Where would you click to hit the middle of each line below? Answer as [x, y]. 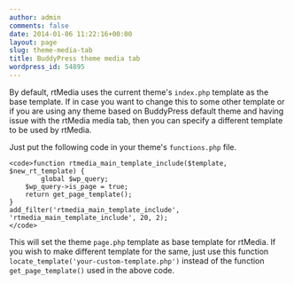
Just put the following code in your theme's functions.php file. [123, 146]
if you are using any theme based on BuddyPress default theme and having [147, 111]
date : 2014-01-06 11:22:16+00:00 [71, 34]
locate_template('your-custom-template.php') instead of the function [137, 260]
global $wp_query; [75, 178]
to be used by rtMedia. [50, 130]
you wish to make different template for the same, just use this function [139, 251]
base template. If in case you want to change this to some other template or [147, 101]
